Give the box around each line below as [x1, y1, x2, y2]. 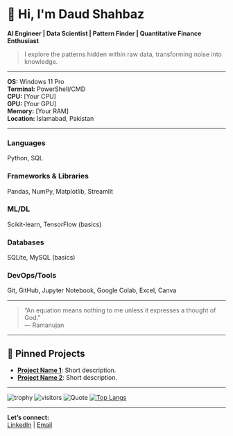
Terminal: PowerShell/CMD [7, 85, 86, 93]
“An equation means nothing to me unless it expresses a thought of [24, 306, 216, 315]
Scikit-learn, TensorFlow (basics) [7, 220, 102, 228]
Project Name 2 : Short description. [17, 374, 118, 382]
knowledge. [24, 57, 58, 65]
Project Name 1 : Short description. [17, 366, 116, 374]
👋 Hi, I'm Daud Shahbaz [7, 6, 145, 22]
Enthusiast [7, 36, 40, 44]
